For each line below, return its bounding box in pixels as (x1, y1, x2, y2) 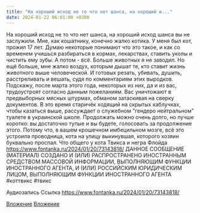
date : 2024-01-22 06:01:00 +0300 (6, 14, 90, 20)
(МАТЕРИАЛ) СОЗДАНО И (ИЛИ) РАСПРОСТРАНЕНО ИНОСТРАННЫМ (6, 151, 187, 159)
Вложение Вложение (6, 200, 60, 207)
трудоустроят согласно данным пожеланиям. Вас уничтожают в (6, 88, 172, 95)
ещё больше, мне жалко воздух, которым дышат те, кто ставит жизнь (6, 62, 186, 69)
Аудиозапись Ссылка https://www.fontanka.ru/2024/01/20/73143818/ (6, 188, 180, 196)
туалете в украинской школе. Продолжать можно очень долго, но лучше (6, 113, 194, 120)
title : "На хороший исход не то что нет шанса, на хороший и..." (6, 8, 172, 15)
